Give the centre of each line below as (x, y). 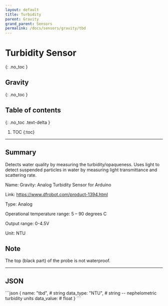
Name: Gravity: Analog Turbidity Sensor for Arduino (58, 185)
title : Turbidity (23, 14)
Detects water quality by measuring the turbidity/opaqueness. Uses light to (82, 164)
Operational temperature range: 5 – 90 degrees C (56, 214)
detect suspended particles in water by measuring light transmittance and (81, 170)
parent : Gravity (22, 19)
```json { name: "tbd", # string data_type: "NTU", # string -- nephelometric (81, 293)
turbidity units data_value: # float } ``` (43, 299)
